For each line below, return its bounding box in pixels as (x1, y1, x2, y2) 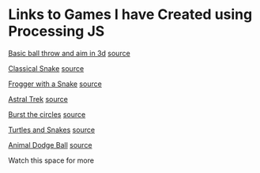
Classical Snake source (8, 63, 85, 73)
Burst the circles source (8, 109, 86, 119)
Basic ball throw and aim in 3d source (8, 48, 130, 58)
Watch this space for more (8, 156, 95, 165)
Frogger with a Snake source (8, 79, 103, 88)
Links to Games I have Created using (8, 6, 253, 24)
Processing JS (8, 22, 105, 40)
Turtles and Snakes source (8, 125, 96, 134)
